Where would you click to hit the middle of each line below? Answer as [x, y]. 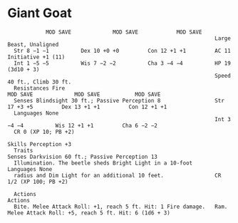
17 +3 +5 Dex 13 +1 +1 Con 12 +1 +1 [87, 107]
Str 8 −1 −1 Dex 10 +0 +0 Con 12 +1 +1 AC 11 [123, 51]
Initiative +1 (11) [36, 57]
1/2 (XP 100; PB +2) [38, 182]
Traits [24, 150]
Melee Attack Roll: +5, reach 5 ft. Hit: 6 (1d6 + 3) [89, 213]
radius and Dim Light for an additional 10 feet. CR [118, 175]
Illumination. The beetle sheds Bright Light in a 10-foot [103, 163]
